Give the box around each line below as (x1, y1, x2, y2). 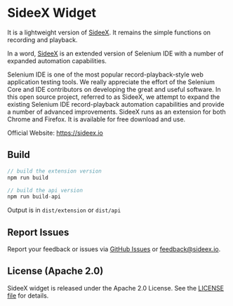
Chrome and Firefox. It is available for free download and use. (7, 114, 186, 124)
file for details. (7, 291, 49, 300)
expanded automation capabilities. (7, 56, 107, 65)
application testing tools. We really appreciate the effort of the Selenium (7, 77, 215, 86)
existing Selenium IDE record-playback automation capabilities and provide (7, 100, 225, 108)
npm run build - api (7, 193, 61, 201)
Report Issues (7, 226, 69, 238)
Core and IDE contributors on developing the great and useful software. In (7, 85, 221, 93)
